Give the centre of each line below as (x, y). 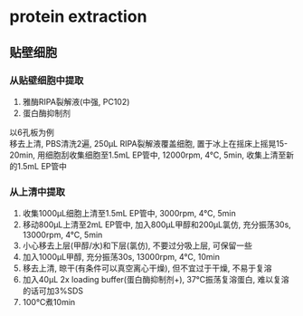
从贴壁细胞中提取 (47, 81)
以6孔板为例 (32, 132)
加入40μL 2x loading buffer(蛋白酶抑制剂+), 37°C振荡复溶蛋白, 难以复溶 (156, 280)
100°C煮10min (49, 302)
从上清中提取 (38, 192)
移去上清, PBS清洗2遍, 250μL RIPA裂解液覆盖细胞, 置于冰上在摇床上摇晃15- (149, 143)
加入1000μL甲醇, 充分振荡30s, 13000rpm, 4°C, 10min (121, 257)
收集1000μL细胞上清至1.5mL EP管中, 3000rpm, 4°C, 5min (129, 214)
